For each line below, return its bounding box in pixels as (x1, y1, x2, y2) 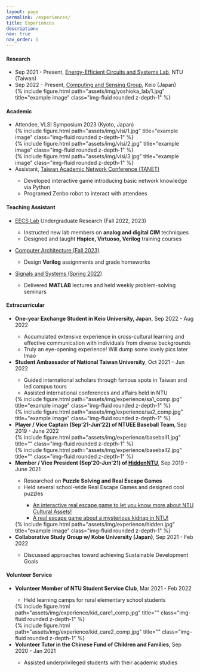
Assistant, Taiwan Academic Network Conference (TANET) (14, 165, 160, 173)
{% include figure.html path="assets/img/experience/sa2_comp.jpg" (14, 408, 183, 415)
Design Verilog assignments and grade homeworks (23, 258, 150, 266)
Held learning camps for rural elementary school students (23, 596, 166, 604)
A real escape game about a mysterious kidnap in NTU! (32, 514, 169, 522)
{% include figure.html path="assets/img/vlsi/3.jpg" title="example (14, 153, 179, 160)
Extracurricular (6, 302, 45, 309)
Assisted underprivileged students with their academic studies (23, 659, 178, 666)
